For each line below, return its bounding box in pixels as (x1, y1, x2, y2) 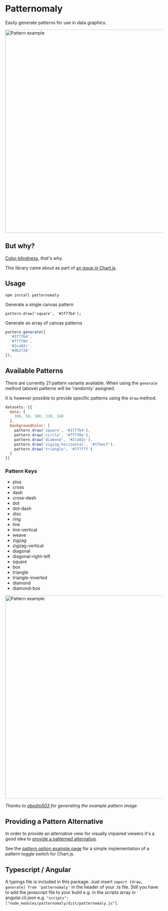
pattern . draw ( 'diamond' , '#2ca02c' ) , (14, 437, 93, 442)
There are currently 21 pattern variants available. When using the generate (5, 380, 158, 386)
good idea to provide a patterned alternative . (5, 836, 97, 842)
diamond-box (12, 585, 40, 591)
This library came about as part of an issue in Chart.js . (5, 265, 117, 271)
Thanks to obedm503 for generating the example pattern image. (5, 803, 138, 809)
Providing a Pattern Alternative (5, 817, 103, 826)
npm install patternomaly (5, 292, 59, 298)
